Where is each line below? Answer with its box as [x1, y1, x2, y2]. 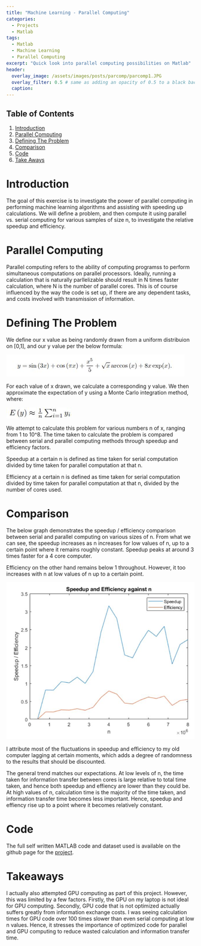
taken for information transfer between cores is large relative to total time [6, 776, 187, 783]
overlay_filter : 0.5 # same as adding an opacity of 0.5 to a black [11, 79, 186, 85]
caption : [11, 86, 33, 92]
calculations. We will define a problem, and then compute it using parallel [6, 210, 187, 217]
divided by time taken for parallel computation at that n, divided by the [6, 480, 179, 487]
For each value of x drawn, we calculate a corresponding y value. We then [6, 382, 190, 390]
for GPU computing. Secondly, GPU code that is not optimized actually [6, 902, 180, 909]
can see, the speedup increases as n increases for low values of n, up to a [6, 540, 190, 547]
